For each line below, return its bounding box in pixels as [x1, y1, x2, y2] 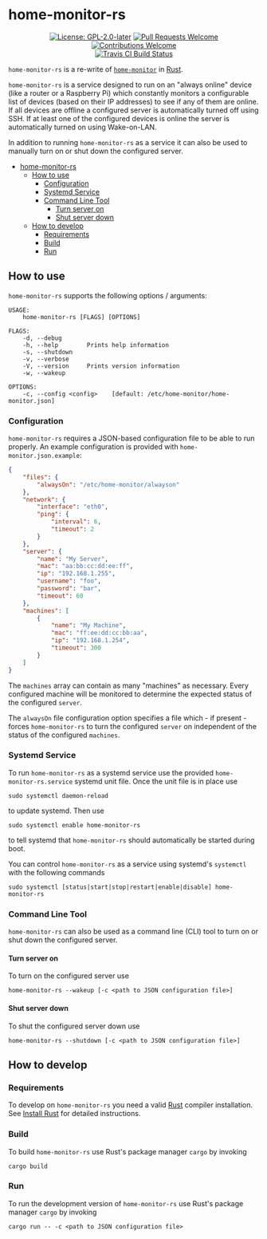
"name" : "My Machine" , [50, 621, 127, 629]
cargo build [8, 1162, 48, 1170]
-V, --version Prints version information [22, 361, 180, 370]
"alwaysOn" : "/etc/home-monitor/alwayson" [37, 480, 180, 488]
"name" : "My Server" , [37, 554, 109, 563]
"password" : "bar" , [37, 585, 102, 593]
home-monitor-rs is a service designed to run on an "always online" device [8, 80, 253, 89]
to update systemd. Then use [8, 806, 105, 815]
